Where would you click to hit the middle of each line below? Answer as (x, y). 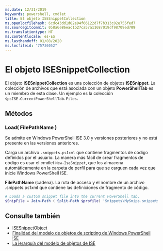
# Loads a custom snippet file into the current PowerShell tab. (72, 197)
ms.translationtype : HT (29, 32)
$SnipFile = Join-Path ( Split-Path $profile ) (53, 201)
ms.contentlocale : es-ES (30, 37)
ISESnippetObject (30, 228)
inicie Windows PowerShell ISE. (36, 173)
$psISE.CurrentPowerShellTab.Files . (42, 98)
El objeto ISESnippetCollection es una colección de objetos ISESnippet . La (81, 83)
